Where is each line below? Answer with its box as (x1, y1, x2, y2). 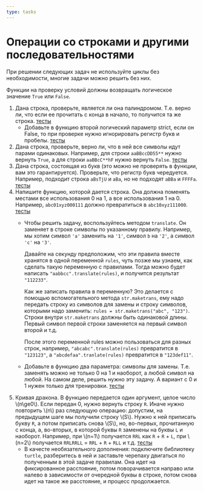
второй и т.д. (24, 326, 58, 333)
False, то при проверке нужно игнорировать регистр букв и (24, 130, 180, 137)
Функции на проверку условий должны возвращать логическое (6, 86, 173, 93)
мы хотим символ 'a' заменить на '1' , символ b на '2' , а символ (24, 232, 195, 239)
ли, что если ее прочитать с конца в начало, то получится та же (15, 110, 181, 118)
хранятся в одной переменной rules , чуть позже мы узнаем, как (24, 256, 193, 264)
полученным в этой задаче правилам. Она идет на (24, 458, 156, 466)
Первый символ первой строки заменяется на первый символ (24, 319, 187, 327)
